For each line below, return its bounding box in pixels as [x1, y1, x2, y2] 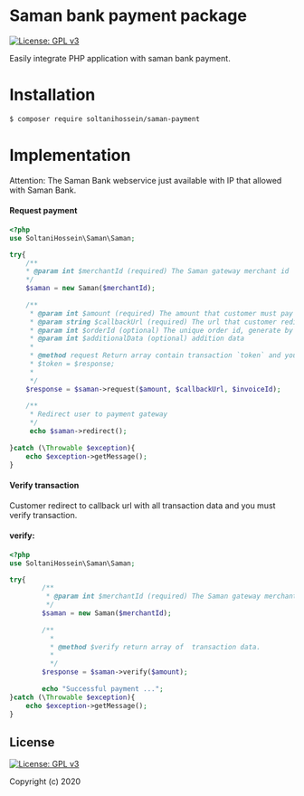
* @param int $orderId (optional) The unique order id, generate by [29, 326, 294, 335]
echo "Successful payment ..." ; [42, 684, 165, 693]
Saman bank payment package [9, 5, 247, 26]
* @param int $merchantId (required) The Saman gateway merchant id [25, 267, 290, 276]
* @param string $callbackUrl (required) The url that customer [29, 317, 278, 327]
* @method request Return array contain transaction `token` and [29, 351, 281, 360]
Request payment [9, 205, 78, 216]
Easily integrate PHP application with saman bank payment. [9, 52, 231, 63]
